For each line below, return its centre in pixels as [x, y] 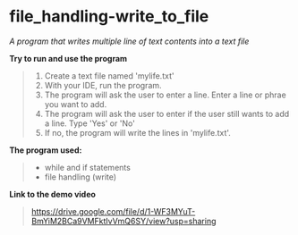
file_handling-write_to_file [109, 17]
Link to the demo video [53, 194]
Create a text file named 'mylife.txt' [109, 76]
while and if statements [88, 167]
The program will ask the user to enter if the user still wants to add [167, 113]
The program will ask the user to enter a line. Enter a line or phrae [165, 95]
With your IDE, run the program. [103, 85]
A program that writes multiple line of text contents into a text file [129, 41]
